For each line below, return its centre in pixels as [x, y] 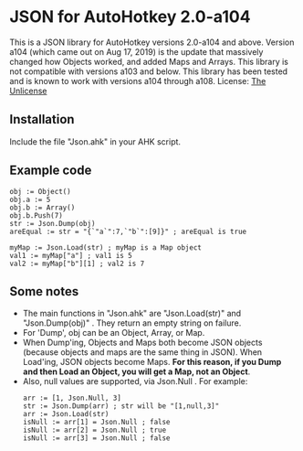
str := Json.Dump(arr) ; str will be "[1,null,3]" [121, 406]
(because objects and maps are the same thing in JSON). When [142, 352]
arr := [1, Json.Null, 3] [72, 398]
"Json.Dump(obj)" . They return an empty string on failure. [132, 323]
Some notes [44, 291]
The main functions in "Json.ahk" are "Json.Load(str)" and [132, 314]
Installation [42, 119]
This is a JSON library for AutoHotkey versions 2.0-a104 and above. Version [152, 42]
